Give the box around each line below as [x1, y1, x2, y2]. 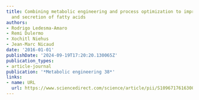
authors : [6, 19, 28, 25]
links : [6, 74, 23, 80]
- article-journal [6, 63, 52, 69]
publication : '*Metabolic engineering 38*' [6, 69, 115, 75]
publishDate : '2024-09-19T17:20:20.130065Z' [6, 52, 118, 58]
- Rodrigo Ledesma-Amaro [6, 25, 68, 31]
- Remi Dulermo [6, 31, 44, 36]
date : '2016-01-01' [6, 47, 54, 53]
